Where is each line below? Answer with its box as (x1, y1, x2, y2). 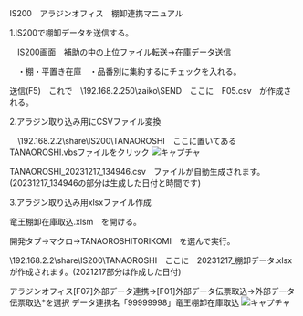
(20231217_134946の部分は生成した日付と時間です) (9, 178, 202, 189)
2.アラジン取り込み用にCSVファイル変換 (9, 117, 162, 127)
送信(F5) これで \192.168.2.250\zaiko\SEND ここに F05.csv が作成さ (9, 86, 292, 96)
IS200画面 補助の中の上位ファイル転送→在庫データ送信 (16, 46, 232, 57)
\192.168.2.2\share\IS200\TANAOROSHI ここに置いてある (16, 136, 237, 146)
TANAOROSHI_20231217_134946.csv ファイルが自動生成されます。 (9, 167, 266, 177)
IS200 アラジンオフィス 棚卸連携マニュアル (9, 8, 183, 18)
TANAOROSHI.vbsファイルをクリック (9, 147, 150, 158)
